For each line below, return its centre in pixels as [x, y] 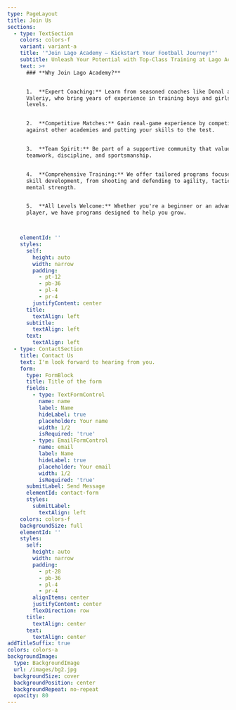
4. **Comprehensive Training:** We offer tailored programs [117, 174]
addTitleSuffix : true [39, 644]
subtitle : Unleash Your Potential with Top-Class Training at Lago [120, 60]
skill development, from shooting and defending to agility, [117, 181]
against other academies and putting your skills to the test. [120, 130]
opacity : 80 [31, 696]
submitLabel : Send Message [65, 486]
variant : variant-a [48, 46]
